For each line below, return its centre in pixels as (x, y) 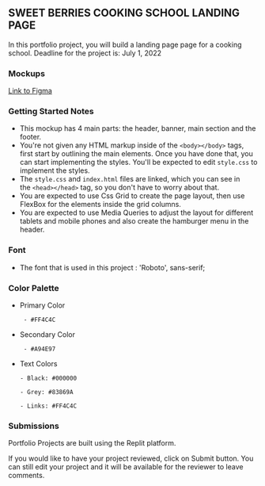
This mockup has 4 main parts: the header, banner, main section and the (138, 128)
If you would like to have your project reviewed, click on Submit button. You (131, 458)
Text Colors (38, 364)
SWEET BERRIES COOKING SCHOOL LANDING (124, 13)
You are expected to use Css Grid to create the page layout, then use (132, 196)
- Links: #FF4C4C (48, 406)
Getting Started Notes (51, 112)
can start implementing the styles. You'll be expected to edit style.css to (138, 163)
